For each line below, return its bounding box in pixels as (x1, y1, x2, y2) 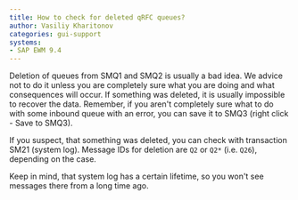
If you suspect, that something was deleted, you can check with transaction (9, 135, 287, 146)
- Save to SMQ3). (9, 117, 73, 129)
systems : (9, 37, 42, 47)
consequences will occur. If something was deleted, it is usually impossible (9, 90, 286, 100)
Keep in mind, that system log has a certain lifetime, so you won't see (9, 171, 265, 182)
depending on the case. (9, 154, 96, 164)
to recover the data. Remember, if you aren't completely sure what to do (9, 99, 274, 109)
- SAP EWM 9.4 (9, 46, 62, 55)
